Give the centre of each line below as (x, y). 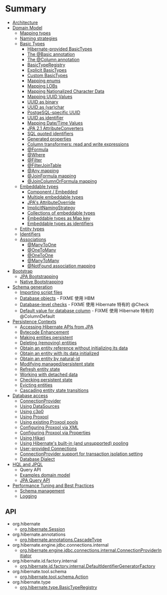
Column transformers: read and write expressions (78, 144)
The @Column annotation (53, 59)
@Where (36, 154)
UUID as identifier (45, 118)
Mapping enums (44, 81)
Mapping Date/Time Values (55, 123)
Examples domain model (45, 475)
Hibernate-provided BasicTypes (60, 49)
